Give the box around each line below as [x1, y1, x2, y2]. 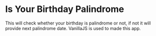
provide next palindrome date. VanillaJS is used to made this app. [5, 25, 141, 31]
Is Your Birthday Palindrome [5, 3, 124, 15]
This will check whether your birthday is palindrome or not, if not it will [5, 20, 151, 26]
